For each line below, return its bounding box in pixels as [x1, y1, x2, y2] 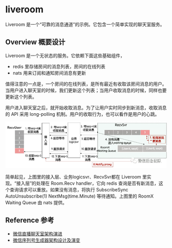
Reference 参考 [5, 216, 54, 225]
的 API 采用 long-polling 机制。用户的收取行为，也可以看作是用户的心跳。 [5, 111, 160, 117]
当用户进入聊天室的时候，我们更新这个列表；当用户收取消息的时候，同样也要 [5, 87, 167, 93]
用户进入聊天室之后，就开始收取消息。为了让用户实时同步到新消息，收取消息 [5, 104, 167, 111]
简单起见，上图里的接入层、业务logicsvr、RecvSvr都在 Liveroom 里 [5, 174, 147, 180]
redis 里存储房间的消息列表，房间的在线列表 [12, 63, 106, 69]
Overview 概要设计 [5, 38, 66, 47]
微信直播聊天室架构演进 [12, 231, 62, 237]
